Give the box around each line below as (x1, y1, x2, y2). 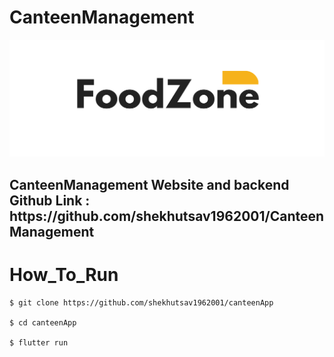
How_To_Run (9, 264, 119, 286)
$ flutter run (9, 337, 69, 348)
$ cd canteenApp (9, 317, 77, 328)
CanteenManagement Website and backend (9, 176, 290, 193)
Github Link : (9, 192, 91, 209)
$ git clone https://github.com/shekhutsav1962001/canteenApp (9, 297, 274, 308)
